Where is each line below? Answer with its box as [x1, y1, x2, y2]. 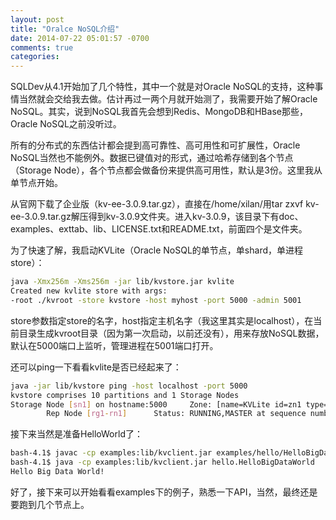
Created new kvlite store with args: [10, 286, 168, 296]
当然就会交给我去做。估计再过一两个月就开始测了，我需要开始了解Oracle [18, 93, 318, 105]
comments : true [10, 42, 74, 53]
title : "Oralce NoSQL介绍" [10, 24, 120, 34]
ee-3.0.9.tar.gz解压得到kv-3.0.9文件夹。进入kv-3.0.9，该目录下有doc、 [10, 211, 304, 223]
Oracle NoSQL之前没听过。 [10, 118, 122, 130]
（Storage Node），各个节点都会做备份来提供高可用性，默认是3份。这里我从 [10, 164, 323, 176]
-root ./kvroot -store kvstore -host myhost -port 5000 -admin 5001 [10, 295, 302, 305]
